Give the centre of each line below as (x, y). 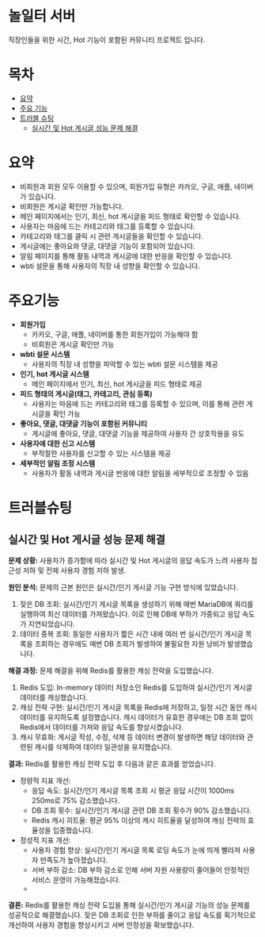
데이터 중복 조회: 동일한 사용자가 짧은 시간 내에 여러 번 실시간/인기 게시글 (131, 634)
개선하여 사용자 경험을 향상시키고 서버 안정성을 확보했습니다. (101, 924)
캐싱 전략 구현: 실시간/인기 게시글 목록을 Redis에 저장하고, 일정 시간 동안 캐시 (138, 707)
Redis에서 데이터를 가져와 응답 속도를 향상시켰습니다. (102, 727)
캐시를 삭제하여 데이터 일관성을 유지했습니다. (103, 747)
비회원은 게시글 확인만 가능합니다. (72, 206)
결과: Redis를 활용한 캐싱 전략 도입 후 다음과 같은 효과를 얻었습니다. (112, 763)
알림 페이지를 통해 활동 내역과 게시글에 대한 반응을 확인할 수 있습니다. (126, 255)
